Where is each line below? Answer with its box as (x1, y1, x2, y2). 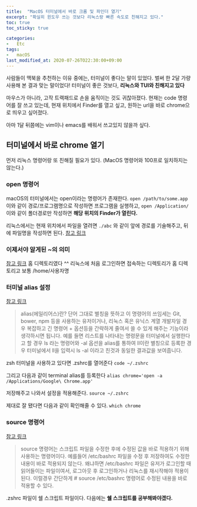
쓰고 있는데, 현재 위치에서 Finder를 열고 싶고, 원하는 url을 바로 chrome (23, 101, 185, 109)
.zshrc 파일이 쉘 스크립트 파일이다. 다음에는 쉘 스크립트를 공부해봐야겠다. (6, 494, 173, 501)
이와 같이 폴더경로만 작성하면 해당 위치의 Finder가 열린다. (6, 209, 138, 216)
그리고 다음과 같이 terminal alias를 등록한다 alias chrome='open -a (6, 372, 163, 379)
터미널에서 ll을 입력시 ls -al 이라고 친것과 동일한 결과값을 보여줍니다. (26, 347, 183, 354)
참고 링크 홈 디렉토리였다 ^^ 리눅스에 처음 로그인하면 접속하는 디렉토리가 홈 (6, 260, 178, 267)
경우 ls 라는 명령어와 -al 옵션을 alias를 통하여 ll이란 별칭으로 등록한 (33, 340, 186, 347)
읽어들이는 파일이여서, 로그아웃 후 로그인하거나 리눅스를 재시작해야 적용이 (20, 467, 189, 474)
